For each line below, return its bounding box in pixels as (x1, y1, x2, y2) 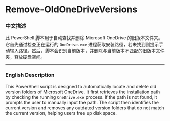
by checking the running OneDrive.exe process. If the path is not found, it (5, 94, 157, 100)
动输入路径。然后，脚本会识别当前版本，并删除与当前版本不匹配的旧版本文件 (5, 48, 165, 54)
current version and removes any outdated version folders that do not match (5, 105, 164, 111)
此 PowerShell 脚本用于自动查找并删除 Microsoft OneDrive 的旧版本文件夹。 (5, 35, 163, 41)
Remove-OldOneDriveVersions (5, 4, 138, 15)
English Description (5, 72, 55, 79)
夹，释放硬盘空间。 (5, 54, 46, 60)
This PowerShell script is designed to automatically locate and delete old (5, 83, 157, 89)
